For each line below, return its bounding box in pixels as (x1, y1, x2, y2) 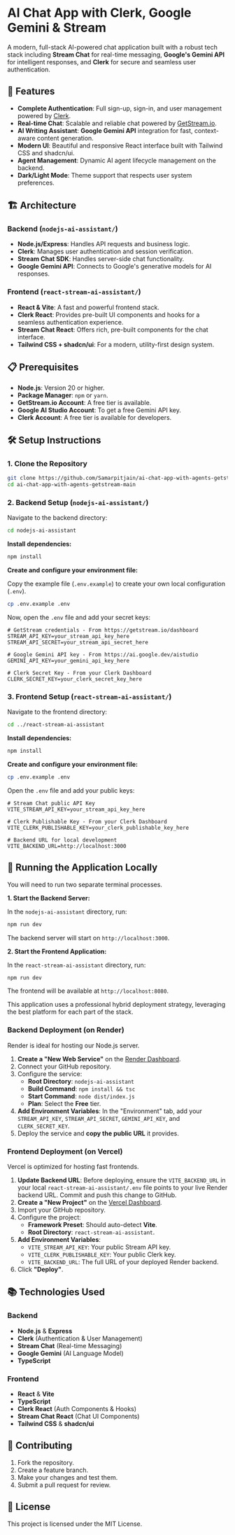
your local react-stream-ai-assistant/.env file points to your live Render (17, 1183, 228, 1191)
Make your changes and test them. (17, 1473, 118, 1481)
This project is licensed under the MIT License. (7, 1520, 143, 1528)
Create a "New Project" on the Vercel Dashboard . (17, 1198, 162, 1206)
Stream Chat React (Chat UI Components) (17, 1412, 140, 1420)
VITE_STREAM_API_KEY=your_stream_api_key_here (7, 806, 145, 813)
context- (194, 126, 219, 134)
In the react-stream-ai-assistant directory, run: (7, 961, 146, 969)
